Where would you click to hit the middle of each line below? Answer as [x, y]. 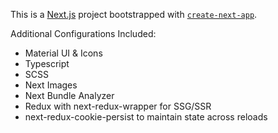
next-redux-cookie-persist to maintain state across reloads [146, 117]
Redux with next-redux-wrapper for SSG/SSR [118, 106]
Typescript [47, 63]
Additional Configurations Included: [83, 33]
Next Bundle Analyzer [69, 95]
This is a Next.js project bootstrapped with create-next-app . [134, 14]
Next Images [51, 85]
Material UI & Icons [63, 53]
